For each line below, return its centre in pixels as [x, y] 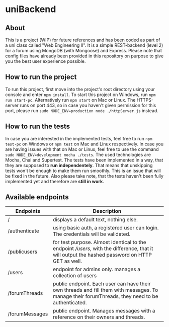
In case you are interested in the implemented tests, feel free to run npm [79, 138]
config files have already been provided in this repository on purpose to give [84, 56]
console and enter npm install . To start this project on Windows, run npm [80, 95]
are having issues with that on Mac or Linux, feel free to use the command [82, 149]
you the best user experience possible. [46, 61]
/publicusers [23, 252]
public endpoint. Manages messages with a [104, 311]
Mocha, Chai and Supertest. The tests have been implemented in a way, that [84, 160]
